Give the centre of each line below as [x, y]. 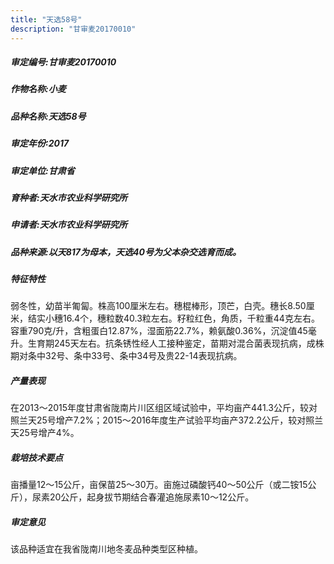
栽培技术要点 [36, 458]
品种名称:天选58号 [48, 116]
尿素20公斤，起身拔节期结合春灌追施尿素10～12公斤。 [143, 497]
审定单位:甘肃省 [42, 170]
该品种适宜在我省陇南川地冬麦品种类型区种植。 [106, 549]
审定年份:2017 [40, 143]
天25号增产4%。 [45, 433]
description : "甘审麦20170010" [73, 29]
